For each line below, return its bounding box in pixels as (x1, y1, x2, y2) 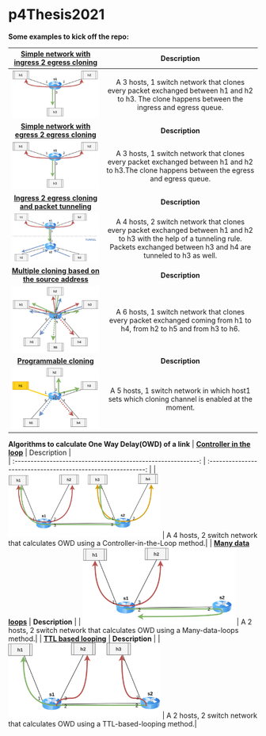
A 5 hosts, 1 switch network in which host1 (110, 386, 251, 395)
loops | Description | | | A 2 (8, 616, 253, 627)
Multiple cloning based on (11, 266, 101, 276)
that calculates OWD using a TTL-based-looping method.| (8, 719, 198, 728)
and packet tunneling (19, 201, 92, 211)
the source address (22, 275, 89, 284)
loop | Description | (8, 448, 71, 457)
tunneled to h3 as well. (143, 250, 218, 260)
